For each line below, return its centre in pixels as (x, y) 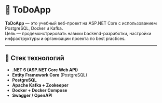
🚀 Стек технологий (34, 58)
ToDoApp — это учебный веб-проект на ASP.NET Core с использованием (81, 23)
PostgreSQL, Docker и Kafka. (34, 28)
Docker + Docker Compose (40, 90)
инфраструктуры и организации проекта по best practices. (65, 39)
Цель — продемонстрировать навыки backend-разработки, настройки (78, 33)
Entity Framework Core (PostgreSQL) (50, 75)
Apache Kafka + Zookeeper (40, 85)
